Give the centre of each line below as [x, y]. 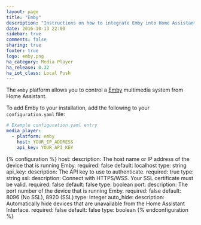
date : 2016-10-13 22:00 [36, 28]
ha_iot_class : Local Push [38, 73]
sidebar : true [24, 34]
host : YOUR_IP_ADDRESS [45, 142]
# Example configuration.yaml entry [52, 125]
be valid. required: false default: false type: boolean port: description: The [97, 184]
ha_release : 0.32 [28, 67]
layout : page [22, 12]
